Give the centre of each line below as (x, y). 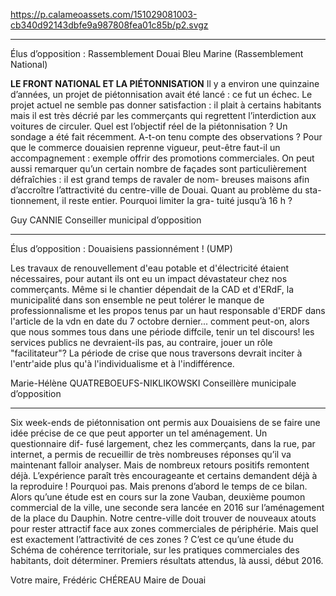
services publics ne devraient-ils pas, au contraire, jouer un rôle (141, 342)
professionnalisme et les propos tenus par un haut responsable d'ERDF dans (168, 310)
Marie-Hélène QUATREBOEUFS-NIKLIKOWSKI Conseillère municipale (153, 383)
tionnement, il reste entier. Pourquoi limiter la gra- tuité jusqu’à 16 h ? (151, 200)
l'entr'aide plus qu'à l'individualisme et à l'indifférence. (122, 363)
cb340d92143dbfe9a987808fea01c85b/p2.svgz (109, 25)
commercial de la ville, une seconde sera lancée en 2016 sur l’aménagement (167, 507)
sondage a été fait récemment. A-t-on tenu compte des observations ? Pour (166, 137)
